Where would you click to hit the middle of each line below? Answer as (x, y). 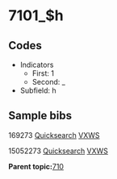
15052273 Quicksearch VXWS (58, 151)
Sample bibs (40, 116)
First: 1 (43, 73)
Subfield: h (38, 90)
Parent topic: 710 (36, 166)
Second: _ (49, 82)
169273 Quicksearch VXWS (54, 135)
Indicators (37, 65)
